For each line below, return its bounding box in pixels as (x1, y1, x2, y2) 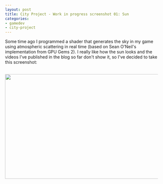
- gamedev (5, 20, 25, 26)
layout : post (5, 7, 32, 12)
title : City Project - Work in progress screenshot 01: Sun (5, 12, 130, 17)
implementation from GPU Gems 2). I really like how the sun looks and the (5, 49, 153, 55)
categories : (5, 16, 29, 21)
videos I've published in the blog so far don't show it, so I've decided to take (5, 54, 158, 60)
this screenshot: (5, 59, 37, 65)
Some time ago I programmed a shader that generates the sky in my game (5, 38, 154, 44)
